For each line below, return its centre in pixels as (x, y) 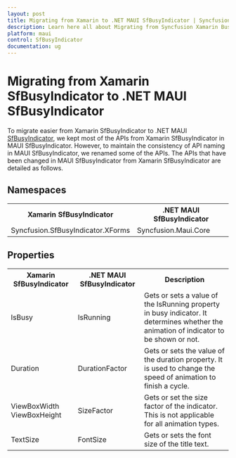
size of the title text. (176, 444)
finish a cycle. (166, 386)
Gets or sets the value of (184, 350)
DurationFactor (103, 368)
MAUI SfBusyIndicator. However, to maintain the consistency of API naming (116, 146)
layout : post (26, 14)
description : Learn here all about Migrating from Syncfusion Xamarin (113, 27)
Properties (31, 255)
